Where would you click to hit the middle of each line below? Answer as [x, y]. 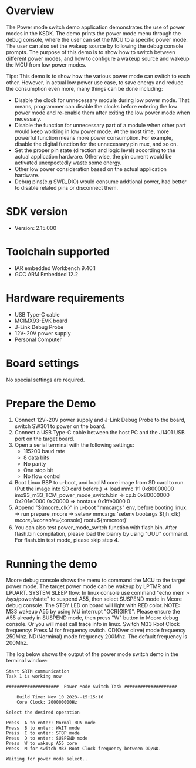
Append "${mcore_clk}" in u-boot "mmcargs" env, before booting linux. [101, 507]
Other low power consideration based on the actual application [91, 169]
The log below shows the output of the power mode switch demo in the [92, 654]
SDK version [37, 212]
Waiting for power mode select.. [47, 759]
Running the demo [52, 564]
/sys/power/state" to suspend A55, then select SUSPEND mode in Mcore [94, 599]
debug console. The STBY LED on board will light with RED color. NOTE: [93, 605]
